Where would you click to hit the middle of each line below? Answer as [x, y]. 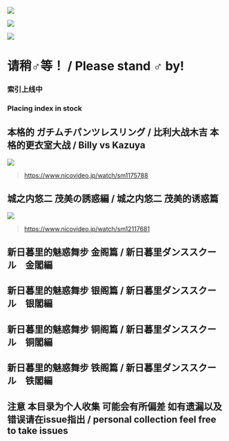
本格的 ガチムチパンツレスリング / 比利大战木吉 [108, 132]
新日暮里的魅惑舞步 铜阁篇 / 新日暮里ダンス [98, 329]
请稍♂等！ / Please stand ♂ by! [96, 66]
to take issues [38, 430]
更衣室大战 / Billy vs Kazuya [86, 145]
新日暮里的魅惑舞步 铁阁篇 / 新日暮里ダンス [98, 368]
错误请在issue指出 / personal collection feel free [112, 419]
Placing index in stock [45, 108]
